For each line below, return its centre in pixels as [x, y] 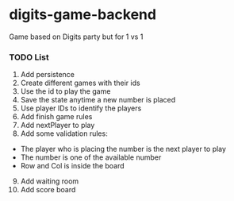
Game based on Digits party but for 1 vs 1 [76, 37]
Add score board [48, 190]
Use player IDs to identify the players [81, 108]
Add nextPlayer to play [58, 126]
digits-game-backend [83, 15]
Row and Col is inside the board [73, 166]
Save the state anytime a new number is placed [98, 100]
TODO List [29, 57]
